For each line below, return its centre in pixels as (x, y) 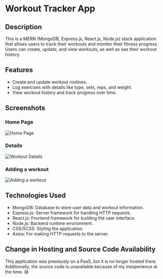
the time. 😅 (17, 272)
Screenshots (25, 108)
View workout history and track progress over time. (64, 93)
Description (23, 27)
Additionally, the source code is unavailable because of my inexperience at (81, 266)
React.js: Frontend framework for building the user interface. (74, 218)
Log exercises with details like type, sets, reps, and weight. (72, 87)
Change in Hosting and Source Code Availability (81, 250)
